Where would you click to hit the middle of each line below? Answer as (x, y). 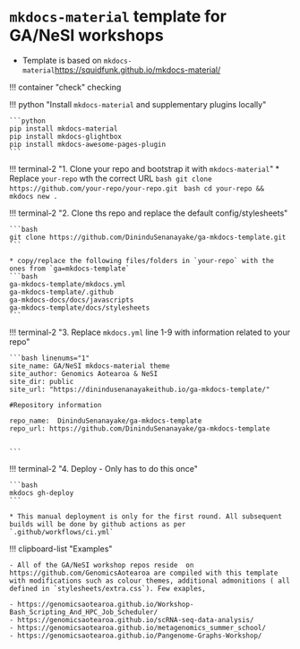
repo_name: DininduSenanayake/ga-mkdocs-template (106, 421)
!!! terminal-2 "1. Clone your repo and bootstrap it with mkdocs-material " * (145, 168)
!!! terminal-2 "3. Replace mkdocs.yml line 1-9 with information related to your (150, 332)
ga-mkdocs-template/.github (62, 292)
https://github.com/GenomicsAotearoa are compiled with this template (144, 573)
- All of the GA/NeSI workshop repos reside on (102, 565)
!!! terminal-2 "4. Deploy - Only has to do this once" (104, 468)
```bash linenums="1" (50, 358)
